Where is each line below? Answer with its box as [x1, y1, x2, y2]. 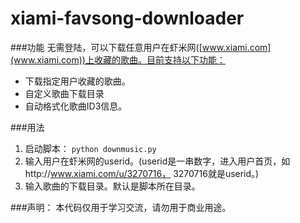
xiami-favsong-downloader [10, 7, 245, 30]
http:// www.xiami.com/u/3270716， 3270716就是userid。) [24, 167, 260, 179]
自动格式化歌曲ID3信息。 [24, 100, 128, 112]
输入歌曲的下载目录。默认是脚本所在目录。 [24, 180, 201, 192]
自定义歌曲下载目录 [24, 87, 105, 99]
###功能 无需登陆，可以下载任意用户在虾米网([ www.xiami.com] [10, 41, 272, 53]
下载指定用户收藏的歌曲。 [24, 75, 131, 87]
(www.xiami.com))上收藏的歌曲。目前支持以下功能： [10, 53, 226, 66]
